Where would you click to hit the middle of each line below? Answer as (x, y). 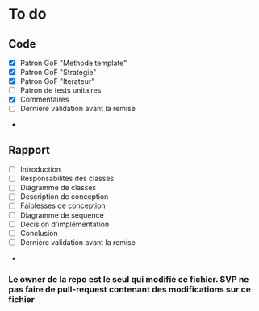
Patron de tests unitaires (61, 90)
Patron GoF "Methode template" (73, 63)
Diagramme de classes (58, 188)
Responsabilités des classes (67, 179)
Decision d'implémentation (65, 224)
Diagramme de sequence (62, 215)
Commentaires (44, 100)
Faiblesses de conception (63, 205)
